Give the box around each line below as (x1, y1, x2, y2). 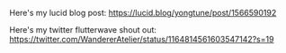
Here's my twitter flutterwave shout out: (9, 25, 157, 34)
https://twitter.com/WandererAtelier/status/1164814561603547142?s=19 (9, 34, 274, 44)
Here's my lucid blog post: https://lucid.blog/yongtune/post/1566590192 (9, 8, 277, 18)
